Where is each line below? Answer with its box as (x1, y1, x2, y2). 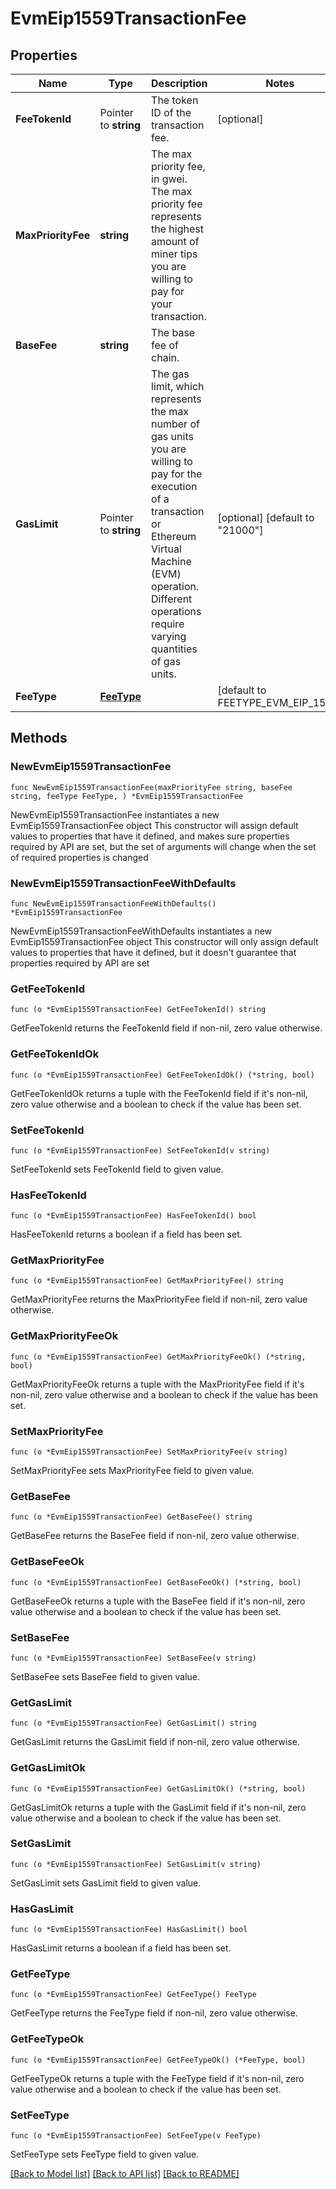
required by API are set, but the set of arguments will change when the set (10, 840, 317, 852)
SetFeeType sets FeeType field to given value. (10, 2148, 200, 2161)
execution (151, 480, 198, 493)
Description (151, 77, 208, 90)
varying (151, 630, 187, 643)
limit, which (151, 380, 205, 393)
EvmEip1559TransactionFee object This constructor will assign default (10, 819, 299, 831)
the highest (151, 222, 204, 236)
